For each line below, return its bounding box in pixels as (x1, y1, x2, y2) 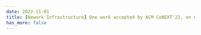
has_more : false (6, 20, 47, 26)
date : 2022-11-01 (6, 8, 50, 15)
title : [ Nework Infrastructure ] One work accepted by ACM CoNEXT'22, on (6, 14, 191, 20)
